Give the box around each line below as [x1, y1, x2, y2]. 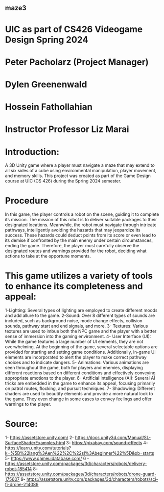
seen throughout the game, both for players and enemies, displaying [5, 365, 143, 371]
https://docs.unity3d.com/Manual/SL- [75, 435, 151, 440]
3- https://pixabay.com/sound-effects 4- [66, 440, 148, 446]
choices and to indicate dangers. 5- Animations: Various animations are [5, 360, 149, 365]
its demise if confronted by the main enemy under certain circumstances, [5, 237, 153, 243]
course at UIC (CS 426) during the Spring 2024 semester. [5, 178, 121, 184]
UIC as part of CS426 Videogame [5, 24, 143, 35]
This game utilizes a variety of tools [5, 270, 153, 282]
